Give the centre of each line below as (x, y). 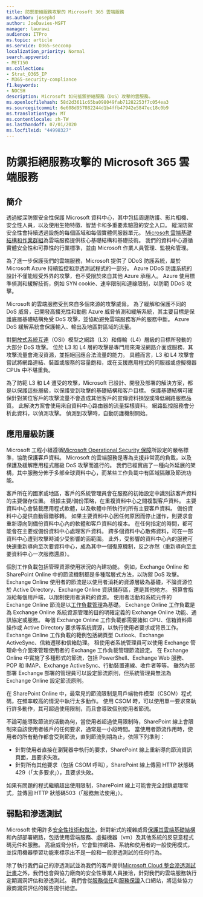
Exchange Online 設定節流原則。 (47, 680)
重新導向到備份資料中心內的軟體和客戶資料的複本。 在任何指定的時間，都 (97, 523)
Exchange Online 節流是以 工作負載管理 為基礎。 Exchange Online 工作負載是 (101, 604)
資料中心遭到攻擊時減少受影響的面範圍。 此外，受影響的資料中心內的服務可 (100, 538)
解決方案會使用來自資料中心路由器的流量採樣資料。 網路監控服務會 (106, 405)
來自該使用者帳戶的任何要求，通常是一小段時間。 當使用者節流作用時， (99, 729)
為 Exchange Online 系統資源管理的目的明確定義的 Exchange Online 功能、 (99, 612)
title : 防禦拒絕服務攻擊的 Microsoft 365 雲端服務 (66, 12)
